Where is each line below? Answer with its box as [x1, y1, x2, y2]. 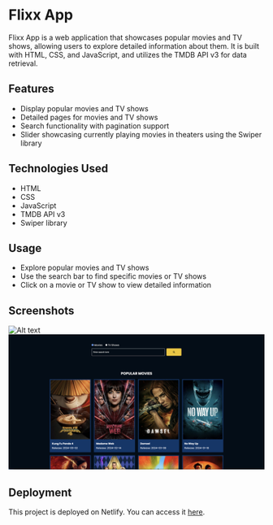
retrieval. [8, 59, 38, 68]
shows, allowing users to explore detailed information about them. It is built [8, 41, 260, 50]
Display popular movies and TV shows [19, 103, 149, 113]
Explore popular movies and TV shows [19, 262, 149, 273]
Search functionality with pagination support [19, 120, 170, 131]
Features [8, 82, 54, 96]
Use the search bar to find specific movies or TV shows [19, 271, 207, 281]
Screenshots [8, 303, 75, 318]
